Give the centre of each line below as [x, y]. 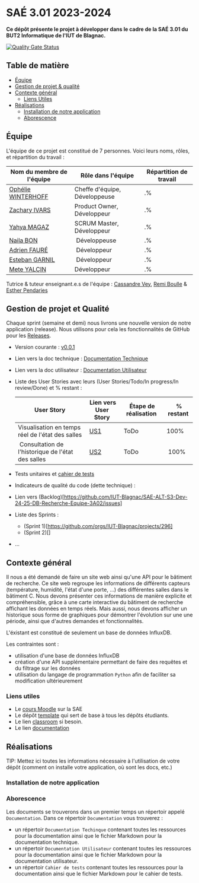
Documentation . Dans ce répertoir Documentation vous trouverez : [84, 818]
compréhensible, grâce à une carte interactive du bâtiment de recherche [95, 602]
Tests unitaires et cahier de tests [54, 474]
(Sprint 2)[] [37, 533]
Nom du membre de [39, 171]
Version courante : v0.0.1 [45, 347]
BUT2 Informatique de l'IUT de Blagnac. [56, 35]
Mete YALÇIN [28, 269]
